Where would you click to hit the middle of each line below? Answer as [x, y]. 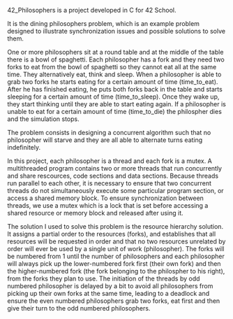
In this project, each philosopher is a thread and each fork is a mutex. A [110, 161]
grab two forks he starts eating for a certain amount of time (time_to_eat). [113, 82]
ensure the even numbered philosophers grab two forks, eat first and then [114, 301]
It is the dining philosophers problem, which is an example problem [104, 23]
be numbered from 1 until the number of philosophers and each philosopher [116, 256]
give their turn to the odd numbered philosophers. [79, 308]
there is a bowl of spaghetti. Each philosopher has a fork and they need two [116, 59]
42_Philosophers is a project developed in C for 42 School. [92, 10]
